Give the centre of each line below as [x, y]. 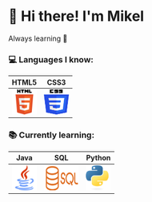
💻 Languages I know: [51, 59]
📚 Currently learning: [51, 135]
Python [98, 158]
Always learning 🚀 [38, 38]
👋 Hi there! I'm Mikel [76, 16]
